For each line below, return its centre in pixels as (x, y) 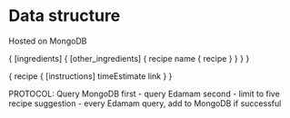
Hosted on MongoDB (48, 41)
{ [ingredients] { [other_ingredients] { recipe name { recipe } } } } (129, 58)
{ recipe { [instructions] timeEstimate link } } (90, 76)
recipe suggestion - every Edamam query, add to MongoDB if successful (145, 103)
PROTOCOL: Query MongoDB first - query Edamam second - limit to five (145, 93)
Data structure (65, 16)
